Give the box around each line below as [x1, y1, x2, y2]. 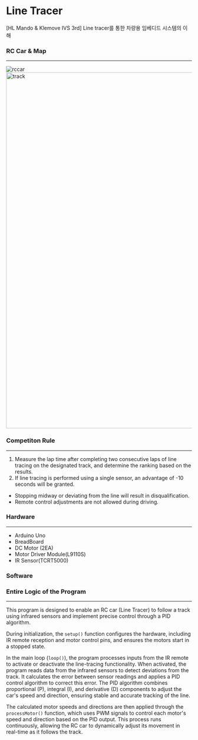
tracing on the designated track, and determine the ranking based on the [14, 462, 192, 469]
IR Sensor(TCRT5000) [14, 557, 69, 564]
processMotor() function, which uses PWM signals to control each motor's [6, 709, 187, 717]
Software [6, 571, 34, 580]
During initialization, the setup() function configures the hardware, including [6, 630, 192, 637]
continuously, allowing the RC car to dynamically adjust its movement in [6, 722, 180, 729]
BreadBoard [14, 538, 44, 545]
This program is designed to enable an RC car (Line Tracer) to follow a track [6, 606, 190, 614]
